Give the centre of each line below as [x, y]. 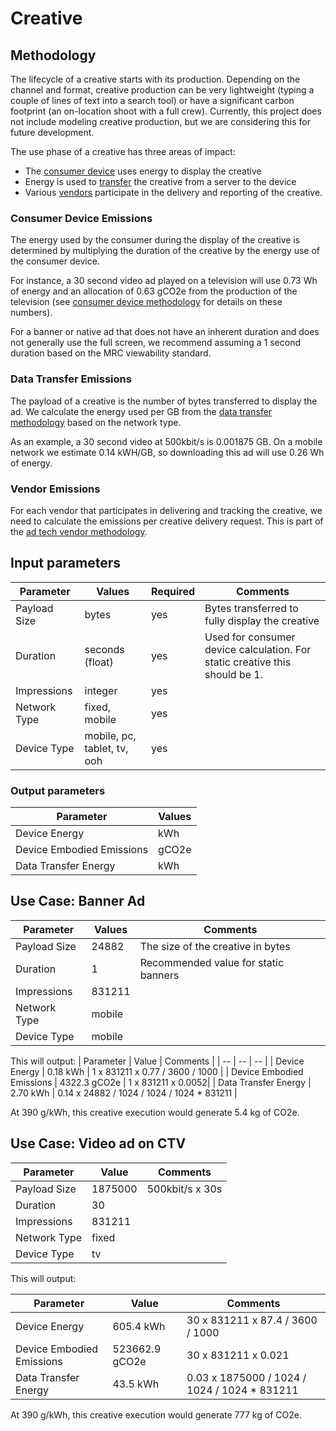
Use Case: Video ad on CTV [98, 1143]
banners [159, 975]
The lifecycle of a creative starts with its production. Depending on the [155, 79]
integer [101, 690]
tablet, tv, [106, 748]
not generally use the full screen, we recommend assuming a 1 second [156, 343]
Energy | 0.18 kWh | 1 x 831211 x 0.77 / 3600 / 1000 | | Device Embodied [157, 1071]
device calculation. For [258, 649]
